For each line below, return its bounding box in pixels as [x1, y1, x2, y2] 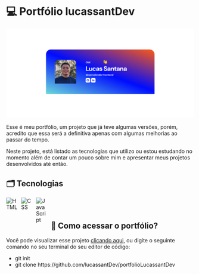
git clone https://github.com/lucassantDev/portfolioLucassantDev [14, 261, 176, 268]
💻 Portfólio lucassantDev [6, 5, 135, 19]
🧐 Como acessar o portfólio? [51, 221, 158, 231]
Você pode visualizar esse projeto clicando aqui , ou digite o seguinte [6, 236, 175, 244]
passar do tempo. [6, 136, 49, 143]
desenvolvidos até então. [6, 161, 69, 168]
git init [14, 254, 30, 261]
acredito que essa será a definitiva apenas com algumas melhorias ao [6, 130, 178, 137]
